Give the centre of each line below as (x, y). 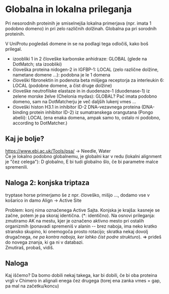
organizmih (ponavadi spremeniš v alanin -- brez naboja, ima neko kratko (81, 226)
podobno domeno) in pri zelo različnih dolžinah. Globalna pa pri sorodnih (81, 28)
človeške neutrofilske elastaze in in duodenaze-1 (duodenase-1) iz (81, 91)
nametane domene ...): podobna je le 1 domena (61, 75)
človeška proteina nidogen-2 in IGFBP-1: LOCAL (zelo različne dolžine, (86, 69)
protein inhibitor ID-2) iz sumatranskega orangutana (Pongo (91, 112)
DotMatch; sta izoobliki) (37, 64)
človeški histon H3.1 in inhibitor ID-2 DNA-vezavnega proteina (76, 107)
